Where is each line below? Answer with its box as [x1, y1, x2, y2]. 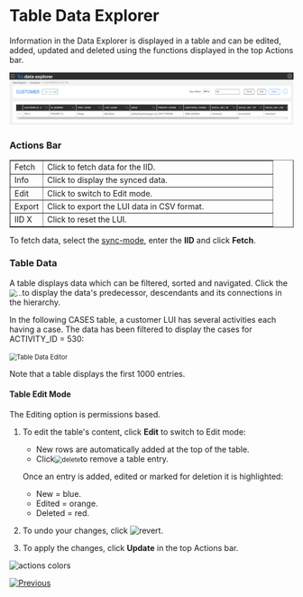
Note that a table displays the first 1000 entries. [9, 368, 186, 379]
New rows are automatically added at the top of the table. [35, 444, 250, 455]
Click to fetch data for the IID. [47, 161, 156, 172]
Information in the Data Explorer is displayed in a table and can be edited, [9, 35, 281, 46]
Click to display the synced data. [47, 175, 169, 186]
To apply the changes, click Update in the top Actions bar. [22, 543, 239, 553]
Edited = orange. [35, 498, 98, 509]
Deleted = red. [35, 508, 90, 519]
